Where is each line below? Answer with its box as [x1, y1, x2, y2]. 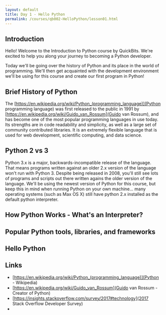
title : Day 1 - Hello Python [5, 12, 65, 17]
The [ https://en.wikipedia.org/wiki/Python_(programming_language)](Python [5, 101, 161, 106]
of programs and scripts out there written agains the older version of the [5, 175, 152, 181]
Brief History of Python [5, 88, 78, 96]
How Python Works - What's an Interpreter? [5, 211, 143, 219]
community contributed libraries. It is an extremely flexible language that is [5, 127, 157, 133]
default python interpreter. [5, 196, 59, 202]
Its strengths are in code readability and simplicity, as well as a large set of [5, 122, 157, 128]
